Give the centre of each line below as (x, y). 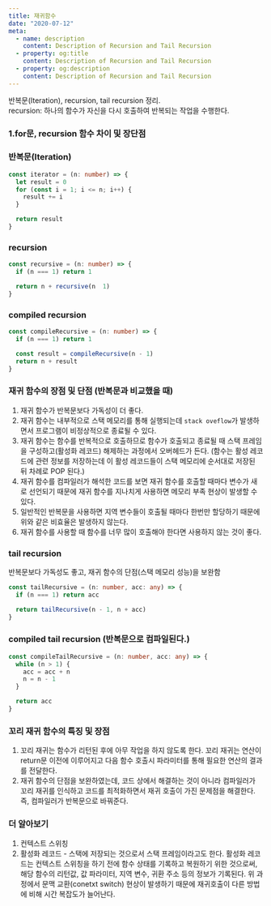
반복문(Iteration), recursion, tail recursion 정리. (85, 100)
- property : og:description (63, 69)
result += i (43, 197)
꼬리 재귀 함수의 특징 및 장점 (59, 731)
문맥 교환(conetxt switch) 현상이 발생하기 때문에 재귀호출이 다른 (143, 883)
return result (39, 220)
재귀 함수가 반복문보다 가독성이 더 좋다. (82, 410)
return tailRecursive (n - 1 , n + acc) (81, 609)
